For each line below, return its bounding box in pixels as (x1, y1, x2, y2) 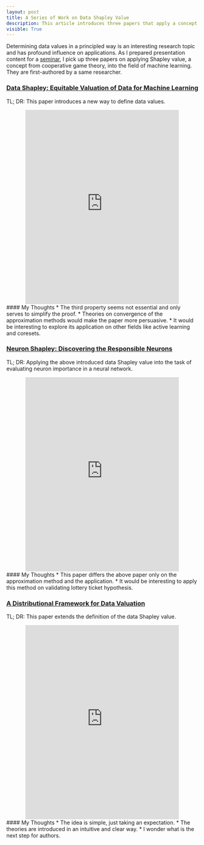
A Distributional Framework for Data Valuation (6, 599, 146, 607)
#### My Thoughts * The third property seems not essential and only (6, 303, 181, 311)
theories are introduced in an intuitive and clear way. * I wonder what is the (6, 826, 195, 833)
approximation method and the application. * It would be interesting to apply (6, 577, 197, 585)
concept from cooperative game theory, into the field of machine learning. (6, 62, 192, 69)
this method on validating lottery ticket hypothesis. (6, 584, 133, 591)
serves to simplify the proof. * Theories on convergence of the (6, 310, 163, 317)
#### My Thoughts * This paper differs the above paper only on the (6, 571, 177, 578)
